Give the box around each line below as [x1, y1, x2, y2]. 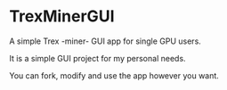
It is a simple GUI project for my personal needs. [9, 53, 186, 63]
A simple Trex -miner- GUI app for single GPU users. [9, 36, 202, 46]
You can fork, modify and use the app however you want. [9, 70, 220, 81]
